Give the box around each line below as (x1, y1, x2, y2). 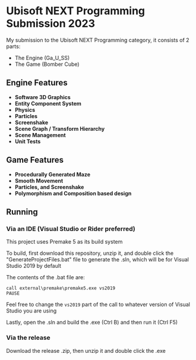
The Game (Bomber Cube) (14, 61, 80, 68)
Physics (14, 106, 36, 113)
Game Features (6, 155, 64, 165)
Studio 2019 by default (6, 263, 61, 270)
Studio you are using (6, 307, 57, 314)
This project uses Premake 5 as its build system (6, 238, 123, 245)
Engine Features (6, 78, 68, 88)
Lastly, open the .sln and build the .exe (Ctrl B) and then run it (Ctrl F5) (6, 319, 178, 326)
